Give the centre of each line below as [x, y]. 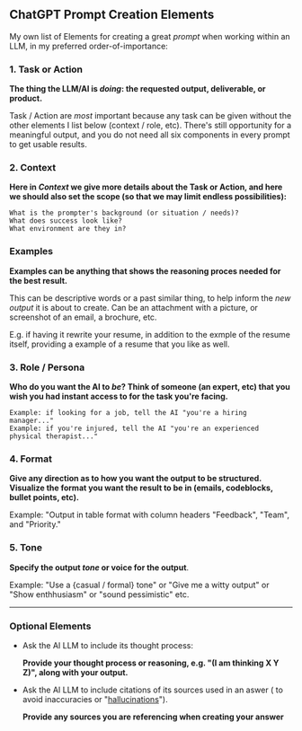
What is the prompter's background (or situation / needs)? [124, 213]
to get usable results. [48, 145]
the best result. [39, 280]
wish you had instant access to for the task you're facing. [119, 396]
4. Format [31, 459]
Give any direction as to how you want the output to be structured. [136, 479]
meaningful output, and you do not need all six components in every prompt [150, 135]
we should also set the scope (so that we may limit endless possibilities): [148, 197]
